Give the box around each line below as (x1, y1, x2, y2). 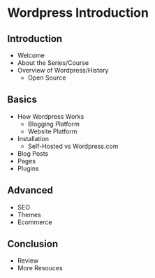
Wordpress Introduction (7, 5, 149, 21)
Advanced (7, 184, 54, 196)
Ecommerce (17, 218, 52, 226)
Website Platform (27, 127, 78, 136)
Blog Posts (17, 149, 49, 158)
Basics (7, 94, 37, 105)
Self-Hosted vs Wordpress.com (27, 142, 119, 150)
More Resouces (17, 264, 63, 272)
